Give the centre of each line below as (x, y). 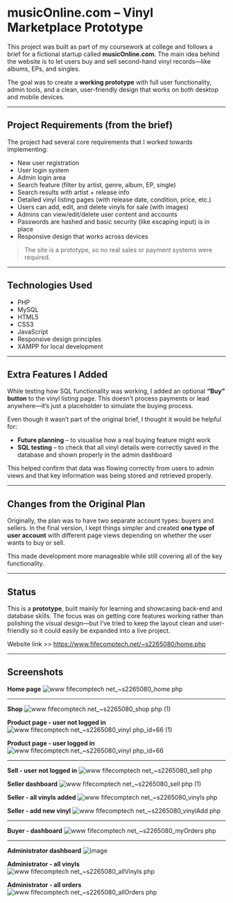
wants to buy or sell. (36, 543)
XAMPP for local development (60, 346)
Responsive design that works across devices (83, 236)
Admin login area (41, 177)
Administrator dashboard (44, 850)
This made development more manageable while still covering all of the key (115, 556)
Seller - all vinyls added (42, 797)
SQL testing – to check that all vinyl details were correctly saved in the (118, 448)
